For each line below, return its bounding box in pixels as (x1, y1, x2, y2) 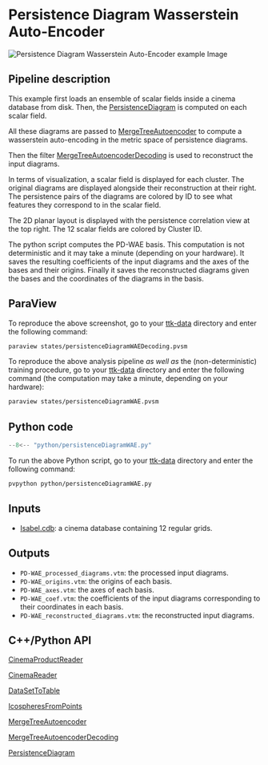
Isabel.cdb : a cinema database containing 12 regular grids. (19, 523, 213, 532)
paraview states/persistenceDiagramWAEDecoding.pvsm (8, 342, 188, 350)
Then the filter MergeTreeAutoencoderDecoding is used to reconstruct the (8, 150, 254, 160)
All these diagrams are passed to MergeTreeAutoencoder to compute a (8, 126, 242, 136)
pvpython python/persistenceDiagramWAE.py (8, 480, 152, 488)
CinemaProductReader (8, 655, 83, 665)
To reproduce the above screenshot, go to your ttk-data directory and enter (8, 318, 258, 328)
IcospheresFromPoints (8, 702, 82, 711)
